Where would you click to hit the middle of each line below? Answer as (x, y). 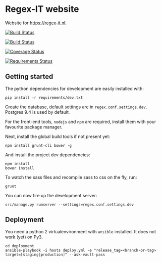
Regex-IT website (42, 9)
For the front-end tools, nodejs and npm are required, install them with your (80, 122)
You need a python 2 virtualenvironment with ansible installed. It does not (80, 231)
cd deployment (20, 246)
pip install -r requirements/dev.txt (44, 97)
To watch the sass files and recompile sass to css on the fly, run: (71, 177)
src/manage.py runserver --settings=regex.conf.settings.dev (70, 204)
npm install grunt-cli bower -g (38, 145)
